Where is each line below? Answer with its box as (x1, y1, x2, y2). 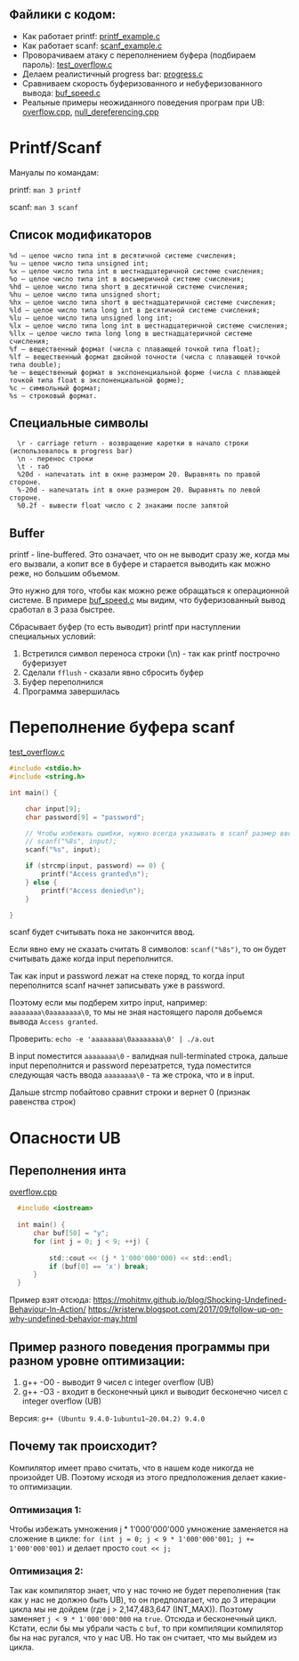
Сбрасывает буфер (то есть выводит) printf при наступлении (9, 622, 241, 632)
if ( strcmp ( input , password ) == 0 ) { (25, 861, 166, 871)
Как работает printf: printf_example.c (21, 30, 160, 41)
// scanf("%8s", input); (25, 837, 117, 846)
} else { (25, 877, 58, 887)
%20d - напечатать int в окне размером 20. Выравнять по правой (17, 470, 261, 479)
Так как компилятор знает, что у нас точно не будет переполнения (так (9, 1585, 281, 1596)
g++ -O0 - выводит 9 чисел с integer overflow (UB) (21, 1376, 214, 1388)
